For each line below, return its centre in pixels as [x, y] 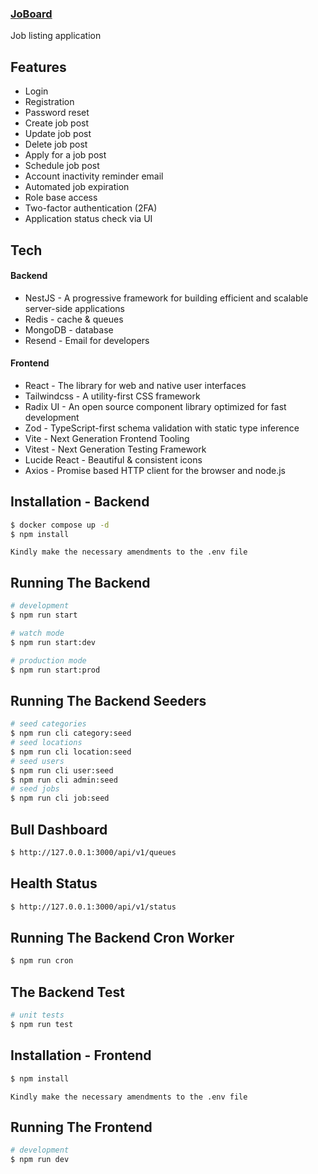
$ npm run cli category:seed [71, 733]
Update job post [58, 134]
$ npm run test [42, 1024]
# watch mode [37, 633]
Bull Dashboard [59, 829]
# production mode [48, 660]
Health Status [54, 883]
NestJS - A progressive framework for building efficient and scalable [166, 298]
